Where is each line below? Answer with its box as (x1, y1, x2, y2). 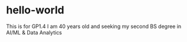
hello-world (6, 3, 65, 17)
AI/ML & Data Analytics (6, 29, 63, 36)
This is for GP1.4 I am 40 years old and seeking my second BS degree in (6, 23, 182, 30)
